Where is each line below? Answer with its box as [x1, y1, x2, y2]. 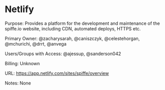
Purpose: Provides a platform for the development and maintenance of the [5, 20, 160, 26]
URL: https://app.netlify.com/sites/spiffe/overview [5, 70, 109, 76]
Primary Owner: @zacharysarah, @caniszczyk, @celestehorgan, [5, 35, 140, 41]
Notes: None [5, 80, 31, 86]
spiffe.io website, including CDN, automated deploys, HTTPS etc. [5, 25, 141, 31]
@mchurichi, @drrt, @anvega [5, 40, 67, 47]
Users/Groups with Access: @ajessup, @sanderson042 [5, 51, 121, 57]
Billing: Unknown [5, 60, 40, 66]
